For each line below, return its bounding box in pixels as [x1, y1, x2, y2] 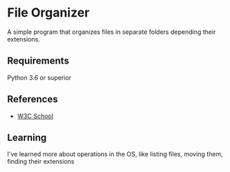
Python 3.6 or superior [7, 73, 71, 82]
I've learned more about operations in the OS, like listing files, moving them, [7, 150, 223, 158]
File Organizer [7, 5, 90, 21]
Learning [7, 131, 47, 143]
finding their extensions [7, 157, 75, 166]
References [7, 93, 58, 105]
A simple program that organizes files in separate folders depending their [7, 28, 216, 36]
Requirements [7, 55, 69, 67]
